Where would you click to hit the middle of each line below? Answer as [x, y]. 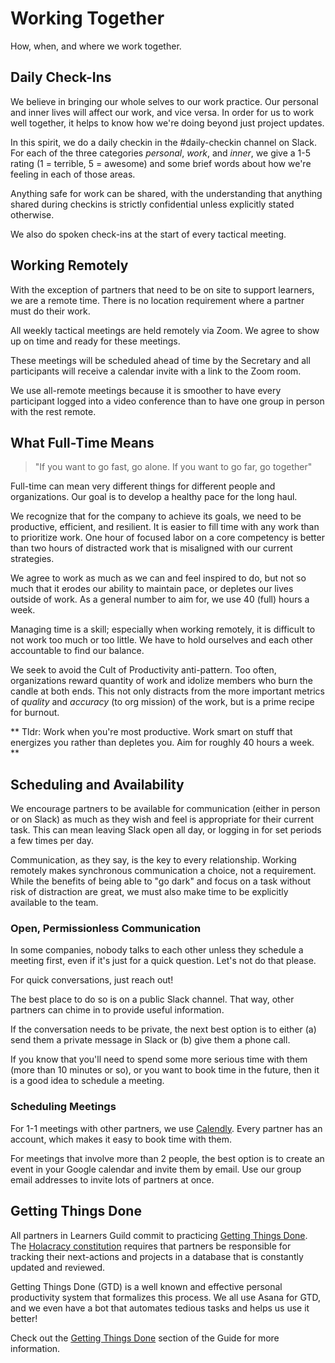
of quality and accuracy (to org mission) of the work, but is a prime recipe [162, 702]
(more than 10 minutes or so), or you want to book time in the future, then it [165, 1070]
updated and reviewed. [58, 1267]
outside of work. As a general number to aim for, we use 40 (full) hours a [160, 599]
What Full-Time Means [82, 442]
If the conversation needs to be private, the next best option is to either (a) [163, 1029]
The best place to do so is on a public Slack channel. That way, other [152, 999]
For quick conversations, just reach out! [92, 980]
